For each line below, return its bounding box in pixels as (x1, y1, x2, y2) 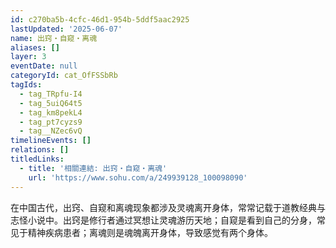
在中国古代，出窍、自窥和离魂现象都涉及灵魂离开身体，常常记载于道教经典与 (10, 201, 326, 213)
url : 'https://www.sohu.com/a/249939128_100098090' (28, 172, 248, 183)
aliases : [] (10, 42, 60, 53)
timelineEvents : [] (10, 136, 92, 146)
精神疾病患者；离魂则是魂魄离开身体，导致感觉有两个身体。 (27, 226, 273, 238)
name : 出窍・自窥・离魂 (10, 33, 98, 43)
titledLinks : (10, 154, 65, 164)
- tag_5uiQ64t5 (19, 98, 83, 108)
